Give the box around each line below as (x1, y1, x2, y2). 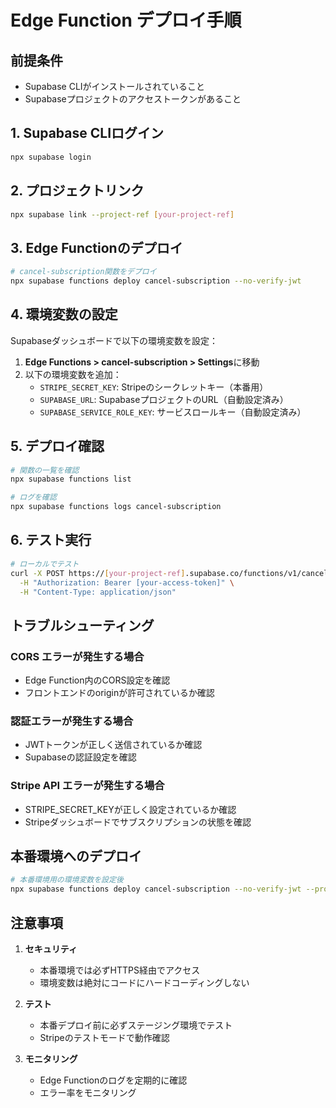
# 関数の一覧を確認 (10, 465, 80, 475)
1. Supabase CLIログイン (10, 125, 165, 142)
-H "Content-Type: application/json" (19, 587, 177, 597)
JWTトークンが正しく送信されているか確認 (24, 739, 203, 751)
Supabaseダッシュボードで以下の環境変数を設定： (10, 334, 218, 346)
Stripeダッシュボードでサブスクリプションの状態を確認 (24, 816, 252, 828)
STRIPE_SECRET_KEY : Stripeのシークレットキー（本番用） (39, 381, 269, 393)
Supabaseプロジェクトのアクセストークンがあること (24, 93, 242, 105)
